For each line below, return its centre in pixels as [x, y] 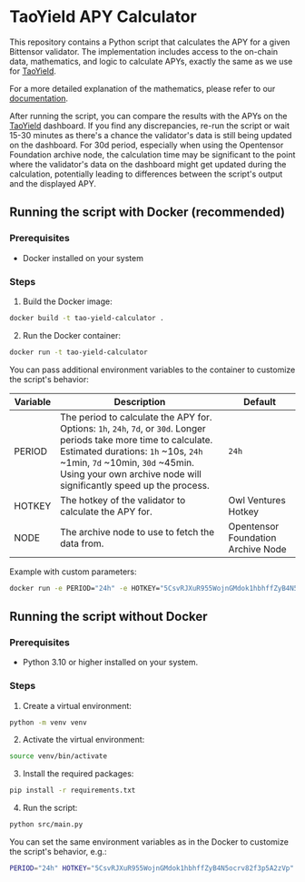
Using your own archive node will [131, 473]
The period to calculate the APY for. [136, 417]
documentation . [39, 98]
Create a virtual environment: [77, 705]
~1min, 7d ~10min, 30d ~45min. [128, 462]
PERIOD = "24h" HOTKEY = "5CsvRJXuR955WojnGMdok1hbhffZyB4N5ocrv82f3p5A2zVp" [152, 868]
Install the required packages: [78, 774]
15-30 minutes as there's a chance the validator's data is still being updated [151, 135]
